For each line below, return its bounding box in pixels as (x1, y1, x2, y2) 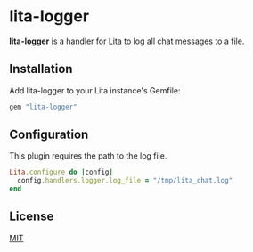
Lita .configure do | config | (9, 167, 114, 177)
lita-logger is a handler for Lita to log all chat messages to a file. (9, 36, 245, 46)
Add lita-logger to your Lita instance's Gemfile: (9, 85, 181, 95)
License (9, 209, 54, 224)
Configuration (9, 127, 89, 142)
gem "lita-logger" (9, 102, 78, 111)
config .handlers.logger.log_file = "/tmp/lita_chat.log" (17, 176, 233, 185)
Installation (9, 61, 73, 77)
